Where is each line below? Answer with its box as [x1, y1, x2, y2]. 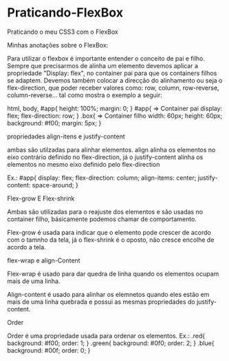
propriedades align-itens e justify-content [7, 132, 125, 141]
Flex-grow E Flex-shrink [7, 194, 75, 203]
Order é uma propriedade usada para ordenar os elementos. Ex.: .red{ [7, 331, 205, 340]
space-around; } [32, 180, 79, 189]
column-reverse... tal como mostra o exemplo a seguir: [7, 91, 163, 99]
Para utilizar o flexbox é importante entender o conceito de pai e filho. [7, 54, 205, 63]
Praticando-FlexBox [7, 5, 124, 21]
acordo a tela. [7, 243, 46, 251]
